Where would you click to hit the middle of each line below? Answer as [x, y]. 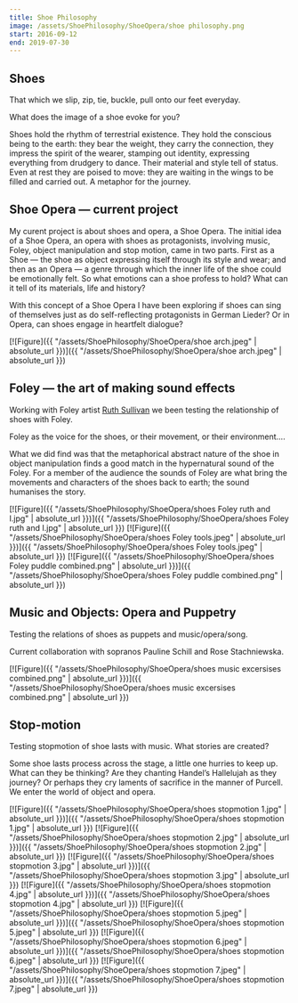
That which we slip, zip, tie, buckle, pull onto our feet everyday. [125, 100]
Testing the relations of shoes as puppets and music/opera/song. [129, 634]
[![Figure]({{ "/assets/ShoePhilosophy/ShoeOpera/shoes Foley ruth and [140, 509]
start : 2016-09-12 [43, 34]
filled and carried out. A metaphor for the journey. [100, 182]
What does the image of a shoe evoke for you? [95, 118]
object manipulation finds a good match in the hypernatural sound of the [142, 463]
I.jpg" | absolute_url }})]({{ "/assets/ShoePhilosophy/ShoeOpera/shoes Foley [149, 518]
